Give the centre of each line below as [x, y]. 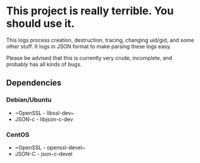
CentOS [18, 134]
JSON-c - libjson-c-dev [44, 119]
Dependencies [34, 83]
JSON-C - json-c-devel [44, 153]
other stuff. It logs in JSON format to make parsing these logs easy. [89, 46]
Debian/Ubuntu [29, 100]
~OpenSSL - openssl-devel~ [50, 148]
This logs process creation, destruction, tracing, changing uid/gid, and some [100, 40]
